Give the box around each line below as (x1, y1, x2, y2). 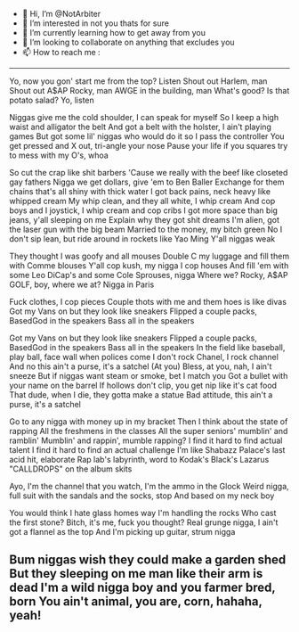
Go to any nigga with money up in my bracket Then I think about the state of (9, 416, 288, 427)
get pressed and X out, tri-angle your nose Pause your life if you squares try (9, 141, 288, 151)
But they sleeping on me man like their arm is (9, 566, 263, 581)
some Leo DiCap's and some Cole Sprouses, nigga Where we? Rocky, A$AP (9, 270, 288, 280)
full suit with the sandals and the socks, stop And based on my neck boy (9, 490, 275, 501)
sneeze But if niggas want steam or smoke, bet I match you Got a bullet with (9, 371, 288, 381)
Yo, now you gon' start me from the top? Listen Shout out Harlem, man (9, 76, 268, 86)
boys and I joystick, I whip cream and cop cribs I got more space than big (9, 205, 279, 216)
